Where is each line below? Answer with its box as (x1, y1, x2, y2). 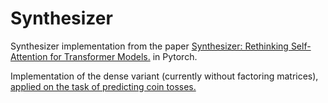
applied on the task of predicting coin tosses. (10, 80, 197, 92)
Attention (10, 50, 48, 62)
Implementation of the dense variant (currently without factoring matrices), (10, 70, 319, 82)
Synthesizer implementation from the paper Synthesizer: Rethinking (10, 40, 289, 52)
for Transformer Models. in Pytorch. (49, 50, 198, 62)
